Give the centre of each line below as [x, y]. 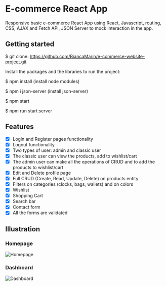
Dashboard [19, 267]
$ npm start [17, 101]
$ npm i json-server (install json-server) [47, 91]
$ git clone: [17, 56]
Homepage [19, 243]
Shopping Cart [28, 196]
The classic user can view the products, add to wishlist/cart [75, 156]
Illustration [23, 229]
